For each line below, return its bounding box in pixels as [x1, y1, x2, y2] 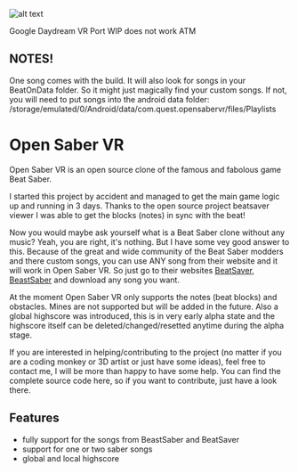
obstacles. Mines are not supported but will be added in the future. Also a [9, 301, 278, 312]
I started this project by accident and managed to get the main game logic [9, 191, 280, 201]
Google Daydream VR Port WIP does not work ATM [9, 26, 197, 36]
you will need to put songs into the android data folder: [9, 94, 210, 104]
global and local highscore [21, 453, 120, 463]
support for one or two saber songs [21, 444, 153, 454]
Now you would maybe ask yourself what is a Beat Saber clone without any [9, 227, 286, 238]
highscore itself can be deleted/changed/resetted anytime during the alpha [9, 320, 285, 330]
